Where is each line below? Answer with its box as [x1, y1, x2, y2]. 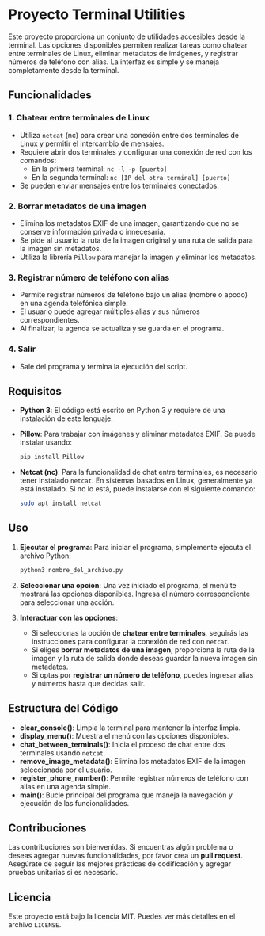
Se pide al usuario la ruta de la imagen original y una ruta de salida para [19, 235, 253, 245]
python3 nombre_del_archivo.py [19, 566, 123, 574]
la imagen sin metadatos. [19, 243, 102, 253]
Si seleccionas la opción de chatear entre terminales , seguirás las [31, 628, 249, 637]
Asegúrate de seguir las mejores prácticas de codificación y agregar [8, 859, 232, 869]
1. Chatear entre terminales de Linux [8, 113, 150, 124]
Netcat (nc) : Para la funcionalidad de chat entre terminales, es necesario [19, 468, 258, 477]
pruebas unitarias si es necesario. [8, 868, 119, 877]
